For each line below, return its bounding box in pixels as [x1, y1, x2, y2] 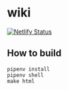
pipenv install [7, 65, 50, 73]
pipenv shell [7, 71, 44, 78]
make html [7, 78, 35, 85]
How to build [7, 47, 62, 59]
